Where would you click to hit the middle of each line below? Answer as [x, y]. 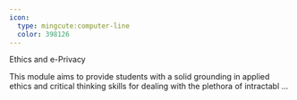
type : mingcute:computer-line [73, 26]
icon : [19, 17]
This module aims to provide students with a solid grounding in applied [140, 77]
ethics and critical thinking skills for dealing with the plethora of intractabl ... [149, 87]
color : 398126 [43, 34]
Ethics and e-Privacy [48, 60]
